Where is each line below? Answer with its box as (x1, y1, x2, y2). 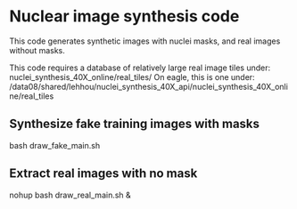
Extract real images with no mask (9, 166, 198, 181)
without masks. (9, 44, 65, 55)
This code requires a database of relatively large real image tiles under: (9, 62, 270, 73)
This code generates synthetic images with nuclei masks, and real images (9, 36, 281, 46)
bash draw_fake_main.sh (9, 140, 101, 150)
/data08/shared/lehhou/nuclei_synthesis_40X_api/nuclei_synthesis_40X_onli (9, 81, 288, 92)
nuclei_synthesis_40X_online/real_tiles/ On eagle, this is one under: (9, 71, 256, 82)
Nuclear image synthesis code (9, 6, 240, 27)
